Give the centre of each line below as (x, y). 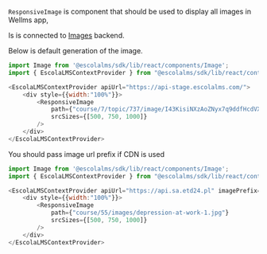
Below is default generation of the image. (75, 51)
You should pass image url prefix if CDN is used (87, 154)
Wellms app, (29, 20)
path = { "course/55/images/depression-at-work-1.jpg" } (139, 213)
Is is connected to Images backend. (66, 35)
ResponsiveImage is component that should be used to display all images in (130, 12)
